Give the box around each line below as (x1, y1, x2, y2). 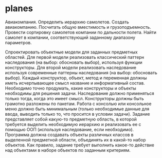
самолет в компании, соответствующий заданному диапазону (5, 35, 135, 40)
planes (5, 3, 33, 14)
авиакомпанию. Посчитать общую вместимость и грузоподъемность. (5, 24, 151, 30)
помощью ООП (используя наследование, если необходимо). (5, 126, 134, 132)
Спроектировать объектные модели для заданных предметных (5, 49, 138, 55)
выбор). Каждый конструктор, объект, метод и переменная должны (5, 75, 147, 81)
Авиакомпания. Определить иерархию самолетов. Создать (5, 19, 129, 25)
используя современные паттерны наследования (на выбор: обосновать (5, 70, 157, 75)
